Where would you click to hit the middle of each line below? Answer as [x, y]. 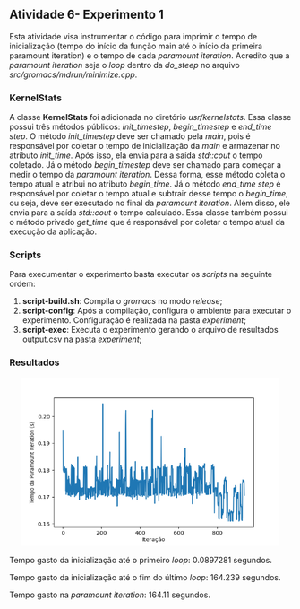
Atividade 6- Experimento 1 [86, 15]
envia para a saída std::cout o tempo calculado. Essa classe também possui [149, 213]
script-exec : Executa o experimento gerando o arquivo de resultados [150, 330]
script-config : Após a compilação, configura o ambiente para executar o [157, 311]
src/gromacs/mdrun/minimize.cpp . [73, 74]
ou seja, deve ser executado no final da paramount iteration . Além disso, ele [150, 203]
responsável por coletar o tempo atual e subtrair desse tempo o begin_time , [149, 194]
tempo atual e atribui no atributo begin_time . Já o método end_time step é [145, 184]
